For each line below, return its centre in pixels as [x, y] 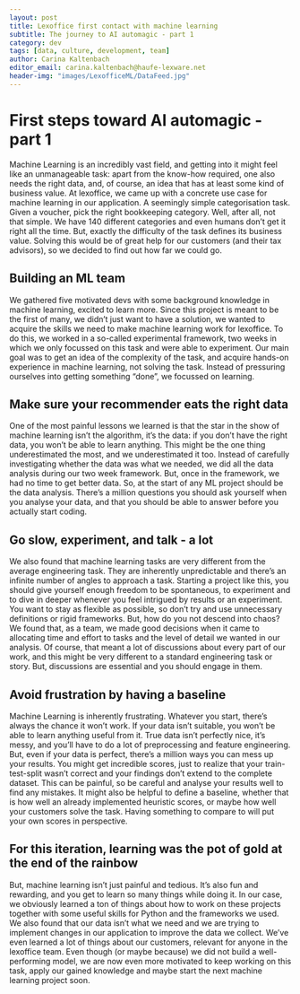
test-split [26, 773]
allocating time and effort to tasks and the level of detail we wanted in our [145, 638]
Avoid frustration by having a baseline [118, 695]
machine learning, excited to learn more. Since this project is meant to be [144, 310]
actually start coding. [48, 511]
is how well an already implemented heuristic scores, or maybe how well [143, 802]
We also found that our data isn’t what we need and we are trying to [134, 923]
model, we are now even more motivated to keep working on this [172, 961]
